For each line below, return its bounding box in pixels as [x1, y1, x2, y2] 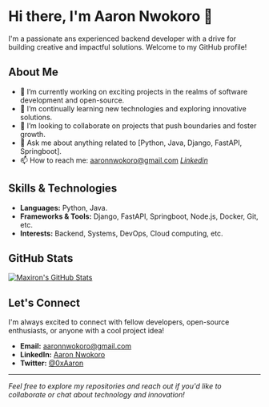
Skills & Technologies [8, 182, 118, 195]
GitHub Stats [8, 252, 74, 265]
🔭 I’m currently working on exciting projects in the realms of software [19, 87, 248, 96]
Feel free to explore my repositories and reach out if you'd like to [8, 381, 222, 391]
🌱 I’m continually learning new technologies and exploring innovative [19, 103, 247, 113]
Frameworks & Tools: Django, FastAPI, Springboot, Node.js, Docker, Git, [19, 212, 259, 221]
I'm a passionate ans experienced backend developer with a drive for [8, 34, 237, 43]
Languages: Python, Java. [19, 203, 108, 212]
